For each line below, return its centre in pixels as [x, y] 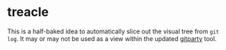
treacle [28, 12]
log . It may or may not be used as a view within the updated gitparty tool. [112, 38]
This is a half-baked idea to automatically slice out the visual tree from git [113, 31]
